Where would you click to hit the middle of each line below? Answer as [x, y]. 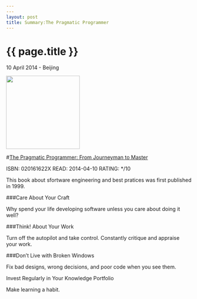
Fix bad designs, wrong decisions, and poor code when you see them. [91, 267]
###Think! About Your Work [40, 227]
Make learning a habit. [33, 290]
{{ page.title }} [42, 51]
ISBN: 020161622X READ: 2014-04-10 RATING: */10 [69, 169]
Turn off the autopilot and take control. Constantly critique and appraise [93, 238]
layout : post [22, 17]
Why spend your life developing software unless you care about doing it [93, 209]
